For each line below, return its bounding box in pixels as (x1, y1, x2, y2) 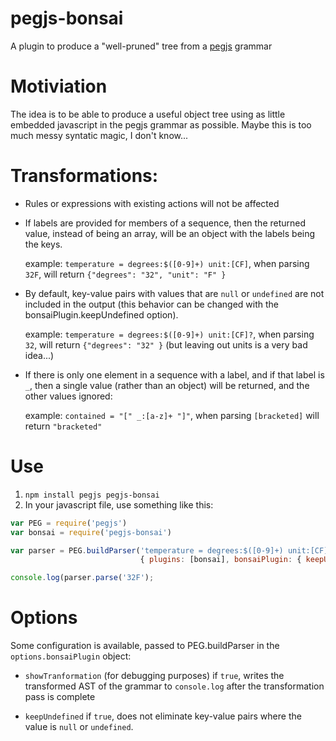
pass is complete (24, 691, 96, 703)
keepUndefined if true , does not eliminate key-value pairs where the (24, 710, 302, 722)
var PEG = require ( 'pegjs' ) (10, 518, 128, 528)
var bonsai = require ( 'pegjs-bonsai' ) (10, 527, 172, 537)
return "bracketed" (24, 420, 103, 432)
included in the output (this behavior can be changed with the (24, 298, 279, 310)
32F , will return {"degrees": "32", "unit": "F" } (24, 268, 227, 280)
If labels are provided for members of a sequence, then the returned (24, 217, 307, 229)
